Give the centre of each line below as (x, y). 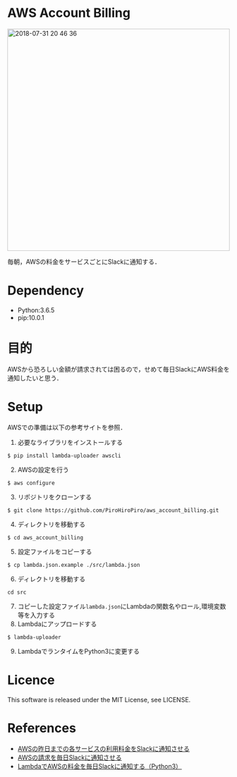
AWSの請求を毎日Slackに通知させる (69, 757)
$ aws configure (31, 483)
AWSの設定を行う (43, 470)
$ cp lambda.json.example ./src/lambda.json (74, 565)
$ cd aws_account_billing (45, 537)
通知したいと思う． (35, 378)
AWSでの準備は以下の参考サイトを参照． (67, 427)
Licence (31, 680)
